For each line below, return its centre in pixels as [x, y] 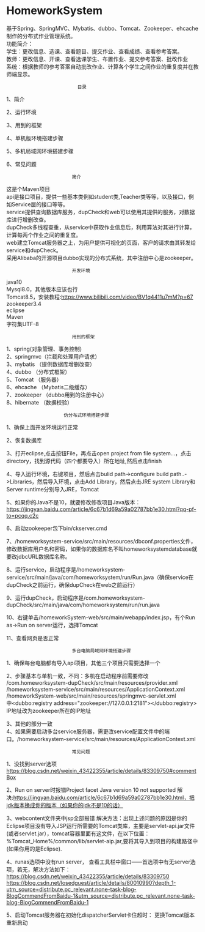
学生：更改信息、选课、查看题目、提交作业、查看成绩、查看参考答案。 [95, 51]
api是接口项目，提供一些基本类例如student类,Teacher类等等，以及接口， [98, 196]
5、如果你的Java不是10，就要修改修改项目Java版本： [74, 502]
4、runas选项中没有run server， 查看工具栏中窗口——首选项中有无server [98, 862]
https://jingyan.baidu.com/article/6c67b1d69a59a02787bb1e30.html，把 [104, 797]
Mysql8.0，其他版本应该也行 [42, 289]
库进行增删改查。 [28, 219]
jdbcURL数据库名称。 [44, 556]
